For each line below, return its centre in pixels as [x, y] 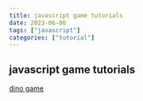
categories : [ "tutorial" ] [52, 37]
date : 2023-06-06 [38, 23]
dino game [27, 88]
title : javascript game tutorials [66, 15]
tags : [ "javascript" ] [45, 30]
